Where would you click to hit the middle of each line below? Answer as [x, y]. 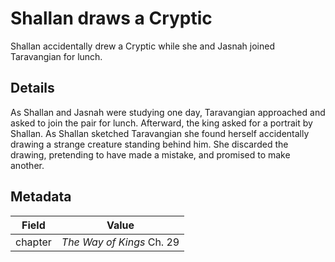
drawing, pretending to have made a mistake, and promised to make [150, 154]
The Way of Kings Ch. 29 [120, 242]
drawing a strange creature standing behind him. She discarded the [149, 144]
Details [32, 88]
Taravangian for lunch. [56, 56]
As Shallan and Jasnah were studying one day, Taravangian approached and [168, 112]
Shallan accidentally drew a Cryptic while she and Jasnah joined [142, 46]
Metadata [41, 197]
